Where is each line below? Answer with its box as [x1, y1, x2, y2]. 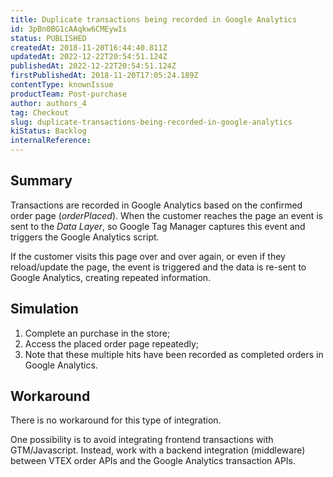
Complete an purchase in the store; [24, 327, 171, 339]
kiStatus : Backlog [10, 126, 87, 136]
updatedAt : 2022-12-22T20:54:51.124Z [10, 52, 168, 62]
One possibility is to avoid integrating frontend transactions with [10, 434, 274, 446]
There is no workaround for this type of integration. [10, 414, 222, 426]
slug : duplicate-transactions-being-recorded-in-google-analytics [10, 117, 293, 127]
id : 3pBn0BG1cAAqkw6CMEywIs [10, 24, 128, 34]
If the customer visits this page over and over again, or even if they [10, 250, 286, 262]
